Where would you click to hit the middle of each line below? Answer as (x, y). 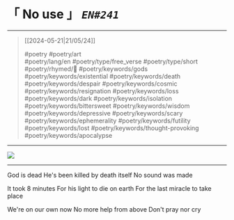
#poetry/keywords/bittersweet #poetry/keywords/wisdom (107, 106)
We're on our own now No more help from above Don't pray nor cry (104, 209)
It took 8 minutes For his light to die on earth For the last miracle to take (109, 188)
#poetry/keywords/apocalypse (68, 135)
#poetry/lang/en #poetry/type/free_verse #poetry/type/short (111, 61)
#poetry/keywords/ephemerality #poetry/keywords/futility (107, 120)
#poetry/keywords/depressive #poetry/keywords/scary (103, 113)
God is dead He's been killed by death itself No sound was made (100, 175)
